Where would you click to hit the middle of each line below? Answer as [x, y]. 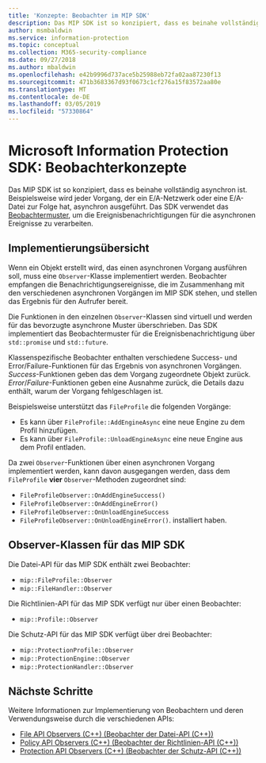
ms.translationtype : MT [47, 89]
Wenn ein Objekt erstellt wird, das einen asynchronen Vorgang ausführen [127, 268]
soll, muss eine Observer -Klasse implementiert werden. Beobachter [118, 276]
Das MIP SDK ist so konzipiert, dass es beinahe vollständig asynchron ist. [128, 189]
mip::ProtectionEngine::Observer [75, 659]
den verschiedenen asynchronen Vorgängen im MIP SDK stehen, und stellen [133, 293]
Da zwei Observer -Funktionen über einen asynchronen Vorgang [112, 462]
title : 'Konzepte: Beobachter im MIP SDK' [79, 15]
